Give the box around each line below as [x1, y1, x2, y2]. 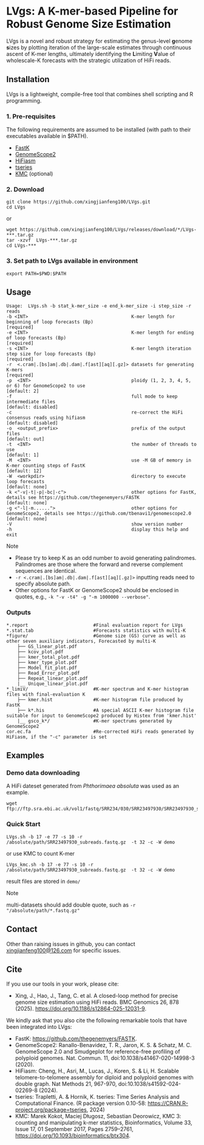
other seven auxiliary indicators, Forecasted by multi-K [6, 638, 156, 644]
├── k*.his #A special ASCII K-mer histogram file [17, 707, 194, 713]
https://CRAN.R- [148, 1099, 188, 1107]
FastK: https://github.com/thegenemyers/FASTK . [15, 1035, 137, 1042]
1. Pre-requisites [6, 112, 56, 120]
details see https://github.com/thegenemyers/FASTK [6, 494, 140, 501]
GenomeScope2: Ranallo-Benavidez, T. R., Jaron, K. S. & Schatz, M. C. [15, 1042, 192, 1049]
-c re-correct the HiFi [6, 409, 183, 416]
